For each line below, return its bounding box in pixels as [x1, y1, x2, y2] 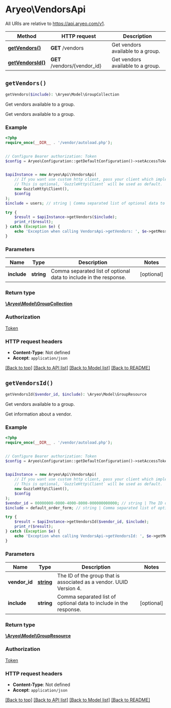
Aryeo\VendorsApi [5, 4, 86, 15]
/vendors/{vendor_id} [50, 62, 102, 69]
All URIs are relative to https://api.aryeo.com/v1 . [5, 20, 105, 27]
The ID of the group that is [57, 572, 120, 579]
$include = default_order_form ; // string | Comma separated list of [5, 505, 156, 510]
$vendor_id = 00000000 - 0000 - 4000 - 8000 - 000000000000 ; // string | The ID [5, 500, 163, 506]
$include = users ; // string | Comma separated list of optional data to [5, 201, 165, 206]
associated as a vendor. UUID [57, 578, 128, 585]
